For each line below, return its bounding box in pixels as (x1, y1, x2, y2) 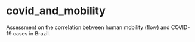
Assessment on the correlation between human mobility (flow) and (6, 24, 170, 31)
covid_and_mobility (6, 4, 106, 18)
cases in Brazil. (13, 30, 51, 37)
